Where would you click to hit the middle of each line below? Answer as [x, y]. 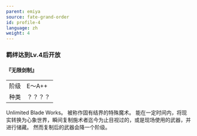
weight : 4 [18, 33]
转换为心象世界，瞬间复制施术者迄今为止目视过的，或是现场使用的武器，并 [101, 120]
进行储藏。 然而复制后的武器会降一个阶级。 [58, 127]
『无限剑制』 [21, 70]
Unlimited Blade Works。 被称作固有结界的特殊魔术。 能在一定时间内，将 [94, 113]
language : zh [22, 28]
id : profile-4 [23, 22]
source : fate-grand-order [38, 17]
